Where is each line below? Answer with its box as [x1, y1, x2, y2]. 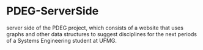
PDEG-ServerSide [6, 4, 99, 18]
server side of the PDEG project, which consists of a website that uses [6, 24, 183, 31]
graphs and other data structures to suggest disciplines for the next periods [6, 30, 197, 37]
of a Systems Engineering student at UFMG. [6, 37, 117, 44]
